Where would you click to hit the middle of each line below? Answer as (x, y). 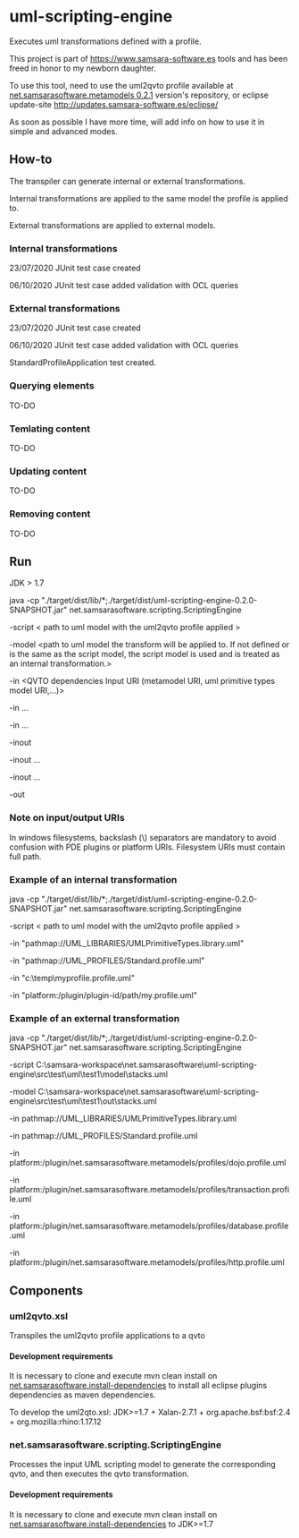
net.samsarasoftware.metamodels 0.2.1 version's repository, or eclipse (139, 95)
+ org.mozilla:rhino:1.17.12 (55, 1422)
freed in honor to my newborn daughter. (83, 68)
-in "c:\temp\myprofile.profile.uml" (72, 978)
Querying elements (52, 386)
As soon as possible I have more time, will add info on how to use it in (137, 122)
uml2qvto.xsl (39, 1316)
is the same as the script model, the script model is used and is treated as (145, 654)
